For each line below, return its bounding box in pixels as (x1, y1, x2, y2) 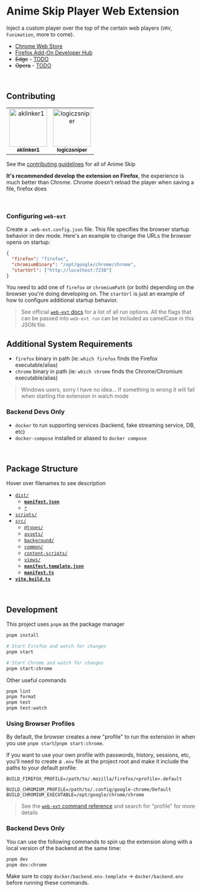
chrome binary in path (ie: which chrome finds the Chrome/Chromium (14, 368, 183, 375)
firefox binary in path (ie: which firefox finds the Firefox (14, 355, 158, 362)
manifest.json (24, 499, 60, 505)
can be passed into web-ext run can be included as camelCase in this (21, 315, 194, 322)
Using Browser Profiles (6, 719, 75, 728)
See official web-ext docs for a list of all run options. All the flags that (21, 308, 192, 316)
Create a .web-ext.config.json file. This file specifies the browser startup (6, 226, 190, 233)
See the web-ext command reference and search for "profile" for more (21, 802, 196, 810)
